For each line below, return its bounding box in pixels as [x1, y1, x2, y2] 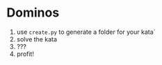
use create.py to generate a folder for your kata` [16, 28, 156, 36]
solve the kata [16, 35, 57, 43]
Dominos [6, 5, 60, 21]
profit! [16, 50, 34, 58]
